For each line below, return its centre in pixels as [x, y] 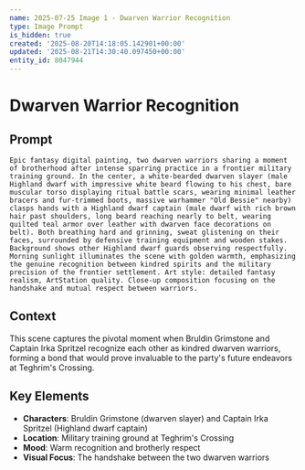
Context [33, 316]
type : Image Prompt [47, 27]
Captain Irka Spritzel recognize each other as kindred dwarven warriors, [145, 347]
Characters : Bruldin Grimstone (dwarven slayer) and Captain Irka [146, 418]
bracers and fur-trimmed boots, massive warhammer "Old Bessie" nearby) [151, 200]
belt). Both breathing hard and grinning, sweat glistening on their [145, 232]
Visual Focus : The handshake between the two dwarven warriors [146, 457]
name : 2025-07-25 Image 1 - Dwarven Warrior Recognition [120, 18]
